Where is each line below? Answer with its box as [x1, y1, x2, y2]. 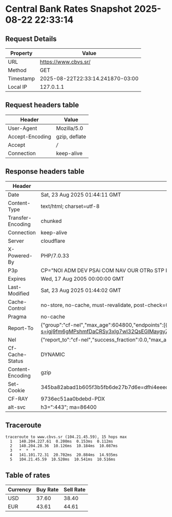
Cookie [8, 387, 25, 394]
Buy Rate [36, 486, 59, 493]
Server [8, 237, 24, 244]
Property [10, 50, 33, 56]
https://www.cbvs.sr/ [40, 59, 91, 65]
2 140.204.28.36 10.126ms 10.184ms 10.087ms [10, 444, 118, 449]
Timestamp [8, 75, 35, 82]
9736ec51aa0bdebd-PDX [40, 395, 105, 402]
